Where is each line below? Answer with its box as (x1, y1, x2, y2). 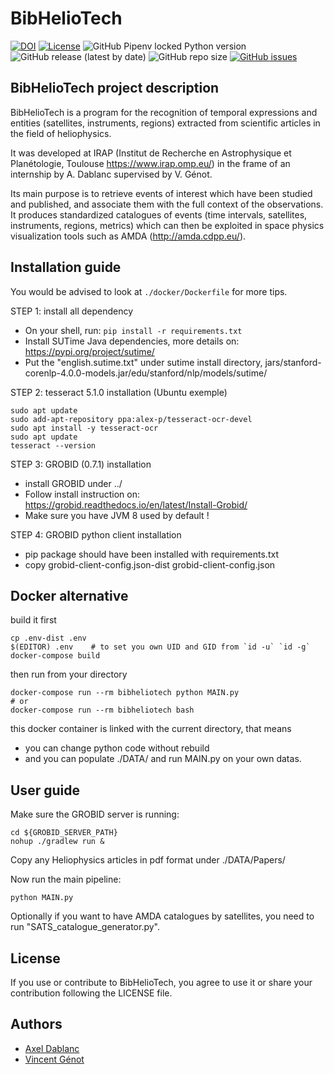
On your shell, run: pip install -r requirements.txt (24, 324, 243, 336)
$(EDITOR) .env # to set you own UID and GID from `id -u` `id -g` (10, 642, 311, 652)
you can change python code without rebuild (24, 742, 210, 754)
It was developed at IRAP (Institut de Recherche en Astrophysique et (10, 147, 292, 159)
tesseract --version (10, 440, 97, 451)
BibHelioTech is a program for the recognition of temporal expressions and (10, 106, 318, 118)
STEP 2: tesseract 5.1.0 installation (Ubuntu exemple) (10, 386, 228, 398)
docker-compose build (10, 651, 101, 661)
